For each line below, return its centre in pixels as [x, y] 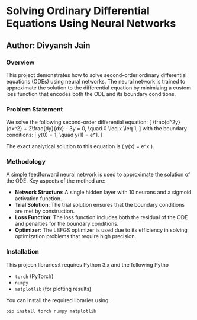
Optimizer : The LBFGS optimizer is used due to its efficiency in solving [101, 230]
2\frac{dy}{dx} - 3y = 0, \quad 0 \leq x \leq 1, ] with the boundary [108, 129]
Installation [23, 252]
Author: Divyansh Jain [48, 45]
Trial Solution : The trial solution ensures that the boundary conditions [100, 205]
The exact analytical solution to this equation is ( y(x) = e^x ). [80, 146]
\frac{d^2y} [167, 122]
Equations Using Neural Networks [91, 23]
